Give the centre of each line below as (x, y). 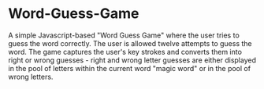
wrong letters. (31, 77)
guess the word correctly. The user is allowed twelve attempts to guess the (130, 43)
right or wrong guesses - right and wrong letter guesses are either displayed (132, 60)
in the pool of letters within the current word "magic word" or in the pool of (129, 68)
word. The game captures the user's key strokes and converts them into (125, 52)
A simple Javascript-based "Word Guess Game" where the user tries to (124, 35)
